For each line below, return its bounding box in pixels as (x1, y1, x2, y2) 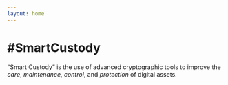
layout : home (7, 10, 45, 17)
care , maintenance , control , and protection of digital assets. (7, 70, 177, 78)
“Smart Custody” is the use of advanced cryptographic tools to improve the (7, 63, 222, 71)
